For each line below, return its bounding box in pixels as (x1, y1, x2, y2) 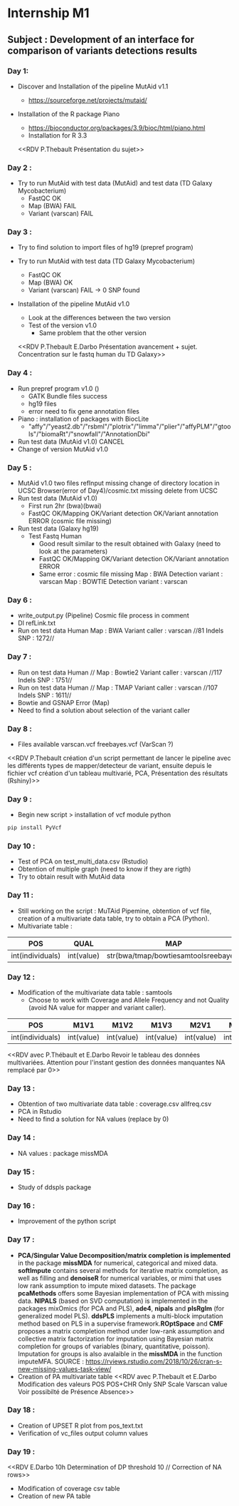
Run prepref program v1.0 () (17, 384, 100, 393)
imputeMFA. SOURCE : (17, 1357, 84, 1366)
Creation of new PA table (17, 1492, 91, 1500)
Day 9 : (7, 794, 32, 804)
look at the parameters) (38, 547, 108, 555)
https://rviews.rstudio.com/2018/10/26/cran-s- (85, 1357, 223, 1366)
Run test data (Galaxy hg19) (17, 524, 100, 533)
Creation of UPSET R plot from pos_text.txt (17, 1421, 144, 1430)
